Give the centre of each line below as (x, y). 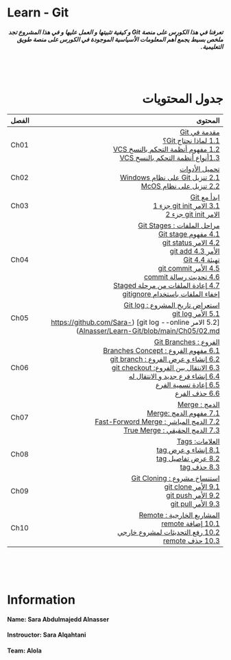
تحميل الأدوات (199, 169)
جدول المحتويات (183, 99)
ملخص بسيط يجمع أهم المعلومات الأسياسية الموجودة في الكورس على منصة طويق (120, 39)
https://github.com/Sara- (92, 322)
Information (41, 600)
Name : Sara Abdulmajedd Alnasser (58, 619)
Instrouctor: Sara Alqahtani (47, 635)
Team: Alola (25, 651)
